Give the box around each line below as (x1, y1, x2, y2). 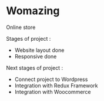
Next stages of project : (6, 64, 63, 71)
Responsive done (14, 53, 57, 60)
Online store (6, 24, 36, 31)
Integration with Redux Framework (14, 82, 98, 89)
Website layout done (14, 46, 65, 54)
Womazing (6, 4, 60, 18)
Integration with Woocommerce (14, 88, 91, 95)
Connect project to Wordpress (14, 76, 88, 83)
